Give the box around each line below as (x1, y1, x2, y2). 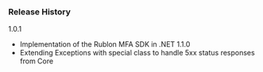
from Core (19, 56, 54, 66)
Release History (8, 6, 72, 17)
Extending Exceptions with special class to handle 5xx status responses (19, 48, 256, 58)
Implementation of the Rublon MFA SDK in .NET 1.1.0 (19, 40, 191, 49)
